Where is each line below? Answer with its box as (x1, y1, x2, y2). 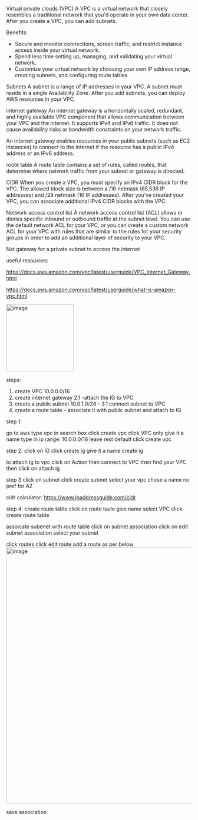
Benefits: (6, 29, 28, 36)
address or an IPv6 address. (6, 150, 75, 157)
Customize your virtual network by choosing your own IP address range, (14, 65, 190, 73)
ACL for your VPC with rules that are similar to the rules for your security (6, 228, 182, 235)
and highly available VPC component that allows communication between (6, 113, 184, 120)
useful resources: (6, 257, 49, 264)
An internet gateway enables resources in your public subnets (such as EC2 (6, 137, 190, 144)
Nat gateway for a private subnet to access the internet (6, 246, 140, 252)
